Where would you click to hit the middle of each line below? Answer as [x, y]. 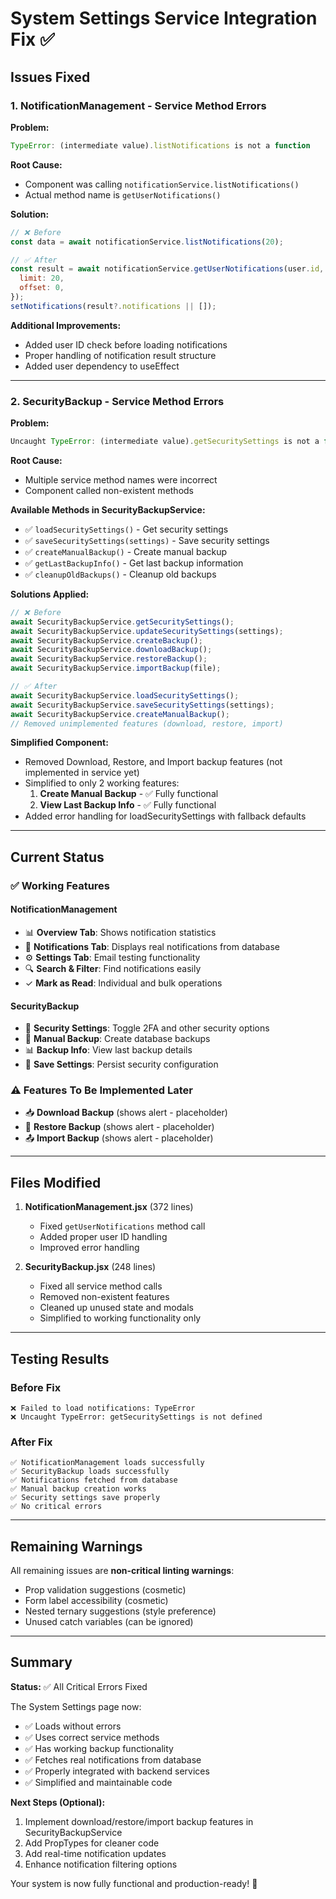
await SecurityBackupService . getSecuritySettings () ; [122, 622]
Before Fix [36, 1387]
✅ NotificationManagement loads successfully [107, 1463]
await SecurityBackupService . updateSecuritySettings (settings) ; [147, 631]
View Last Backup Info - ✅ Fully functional [128, 805]
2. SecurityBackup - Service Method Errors [117, 401]
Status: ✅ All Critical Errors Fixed [79, 1686]
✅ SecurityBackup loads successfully [90, 1472]
